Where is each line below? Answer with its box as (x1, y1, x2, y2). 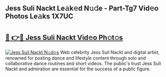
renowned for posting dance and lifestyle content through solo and (5, 55, 146, 61)
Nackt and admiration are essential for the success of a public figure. (5, 66, 151, 72)
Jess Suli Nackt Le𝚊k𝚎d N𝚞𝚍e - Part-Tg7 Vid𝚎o (5, 4, 159, 13)
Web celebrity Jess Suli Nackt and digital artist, (60, 49, 160, 55)
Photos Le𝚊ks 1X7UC (5, 12, 74, 21)
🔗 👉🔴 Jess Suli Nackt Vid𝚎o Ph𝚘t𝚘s (5, 33, 123, 42)
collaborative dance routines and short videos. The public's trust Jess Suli (5, 61, 161, 66)
